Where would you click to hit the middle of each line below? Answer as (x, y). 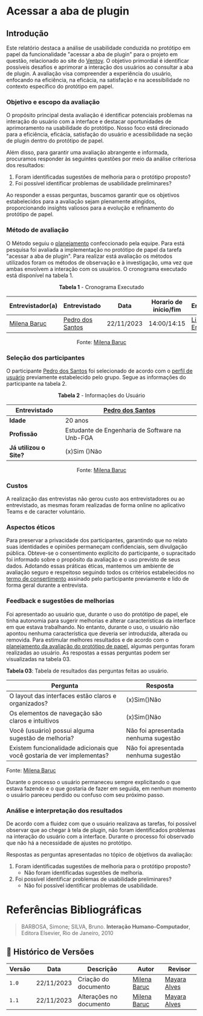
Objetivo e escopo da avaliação (53, 102)
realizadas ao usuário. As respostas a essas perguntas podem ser (88, 653)
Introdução (27, 34)
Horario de (167, 302)
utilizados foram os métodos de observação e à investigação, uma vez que (100, 262)
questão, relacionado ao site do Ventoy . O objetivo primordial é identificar (98, 61)
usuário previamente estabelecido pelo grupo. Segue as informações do (96, 377)
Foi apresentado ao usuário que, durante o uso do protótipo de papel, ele (97, 614)
